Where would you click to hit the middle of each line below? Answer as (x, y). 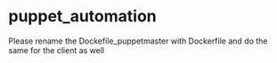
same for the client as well (57, 50)
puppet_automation (82, 16)
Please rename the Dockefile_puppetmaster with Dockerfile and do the (138, 41)
